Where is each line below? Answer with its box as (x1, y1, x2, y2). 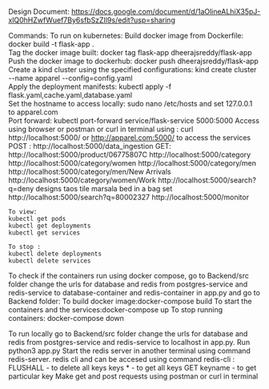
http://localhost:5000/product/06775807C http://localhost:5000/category (8, 150, 251, 159)
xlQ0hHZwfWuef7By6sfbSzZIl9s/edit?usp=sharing (8, 15, 176, 25)
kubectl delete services (8, 257, 91, 265)
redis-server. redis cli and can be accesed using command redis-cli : (8, 355, 235, 363)
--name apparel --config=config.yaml (8, 74, 134, 82)
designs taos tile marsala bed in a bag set (35, 184, 173, 193)
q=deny (8, 184, 34, 193)
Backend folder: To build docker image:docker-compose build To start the (8, 296, 252, 306)
